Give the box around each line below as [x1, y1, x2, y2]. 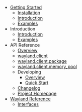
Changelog [17, 85, 41, 91]
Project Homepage [17, 91, 57, 96]
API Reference [10, 42, 40, 48]
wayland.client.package [17, 58, 67, 64]
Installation [17, 10, 40, 16]
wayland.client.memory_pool [17, 63, 77, 69]
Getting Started [10, 5, 42, 10]
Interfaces [17, 101, 39, 107]
